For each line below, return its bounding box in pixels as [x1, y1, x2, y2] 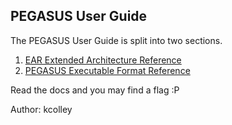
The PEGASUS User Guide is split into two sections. [10, 34, 223, 46]
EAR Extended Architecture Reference [24, 54, 182, 66]
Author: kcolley [10, 103, 73, 115]
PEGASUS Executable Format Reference [24, 64, 191, 76]
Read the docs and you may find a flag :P [10, 84, 180, 96]
